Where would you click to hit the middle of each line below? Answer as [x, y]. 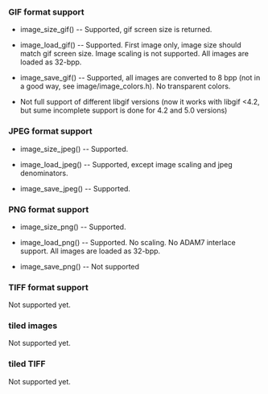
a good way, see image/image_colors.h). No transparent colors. [125, 86]
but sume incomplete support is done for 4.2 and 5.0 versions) [124, 110]
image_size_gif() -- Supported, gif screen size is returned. [116, 30]
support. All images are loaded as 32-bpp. [90, 251]
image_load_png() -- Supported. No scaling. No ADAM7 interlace [128, 242]
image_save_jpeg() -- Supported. [75, 188]
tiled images [33, 326]
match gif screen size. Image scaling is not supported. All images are [134, 54]
